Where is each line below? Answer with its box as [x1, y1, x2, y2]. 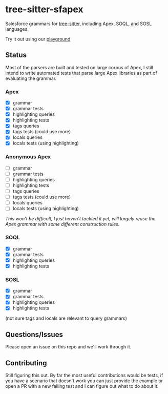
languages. [5, 26, 29, 32]
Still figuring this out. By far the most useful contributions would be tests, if [5, 372, 163, 379]
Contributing [5, 359, 47, 367]
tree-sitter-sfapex [5, 4, 83, 15]
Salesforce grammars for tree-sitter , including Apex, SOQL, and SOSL [5, 20, 152, 27]
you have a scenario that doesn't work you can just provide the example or [5, 378, 163, 384]
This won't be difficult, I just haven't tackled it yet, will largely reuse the [5, 216, 156, 222]
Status [5, 51, 27, 59]
